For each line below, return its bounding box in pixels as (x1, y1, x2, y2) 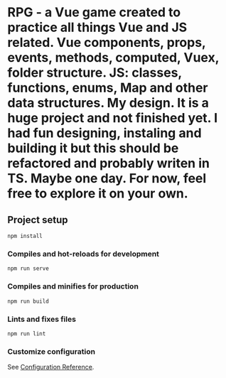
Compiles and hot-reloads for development (7, 249, 160, 259)
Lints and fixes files (7, 314, 77, 324)
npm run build (7, 298, 50, 305)
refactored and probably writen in (7, 156, 210, 171)
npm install (7, 232, 43, 239)
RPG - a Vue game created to (7, 4, 181, 21)
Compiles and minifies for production (7, 281, 139, 291)
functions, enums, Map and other (7, 80, 208, 96)
